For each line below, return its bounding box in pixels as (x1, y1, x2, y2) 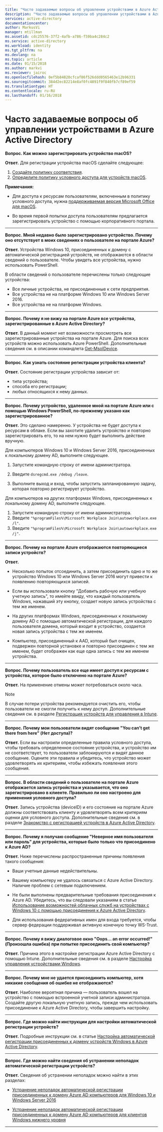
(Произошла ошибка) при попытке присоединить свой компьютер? (5, 941, 150, 947)
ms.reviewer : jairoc (5, 70, 47, 75)
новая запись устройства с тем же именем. (12, 628, 103, 634)
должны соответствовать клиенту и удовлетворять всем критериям (5, 810, 147, 815)
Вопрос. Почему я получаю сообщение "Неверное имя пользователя (5, 834, 154, 840)
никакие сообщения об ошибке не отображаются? (5, 980, 114, 986)
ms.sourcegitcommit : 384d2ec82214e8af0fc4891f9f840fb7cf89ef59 (5, 79, 136, 84)
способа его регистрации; (12, 384, 67, 389)
